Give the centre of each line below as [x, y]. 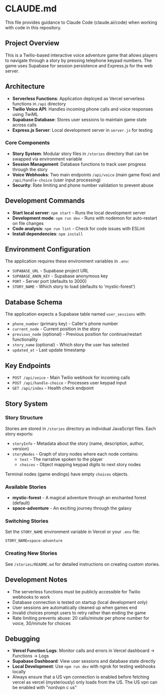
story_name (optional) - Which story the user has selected [70, 345]
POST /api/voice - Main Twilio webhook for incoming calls [71, 377]
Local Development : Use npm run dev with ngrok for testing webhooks [84, 666]
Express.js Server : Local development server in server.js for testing [82, 130]
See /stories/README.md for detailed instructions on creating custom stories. [82, 564]
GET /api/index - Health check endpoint [53, 388]
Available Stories [26, 487]
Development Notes [36, 580]
